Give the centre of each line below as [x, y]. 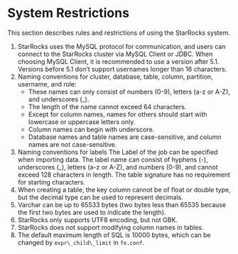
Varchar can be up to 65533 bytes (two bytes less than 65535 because [121, 204]
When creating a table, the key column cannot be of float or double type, [124, 189]
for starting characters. [51, 182]
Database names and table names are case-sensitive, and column [125, 137]
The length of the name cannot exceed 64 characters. [107, 106]
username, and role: [47, 84]
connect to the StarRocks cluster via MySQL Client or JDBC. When [115, 54]
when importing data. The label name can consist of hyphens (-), [113, 159]
